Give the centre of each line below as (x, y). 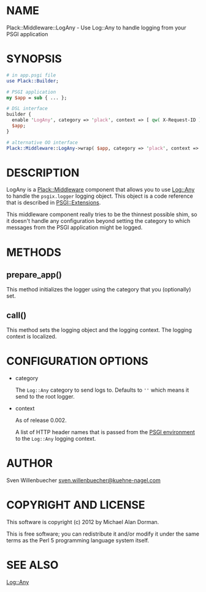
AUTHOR (30, 463)
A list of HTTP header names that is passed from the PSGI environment (105, 432)
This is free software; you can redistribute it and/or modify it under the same (103, 534)
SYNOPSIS (34, 59)
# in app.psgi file (31, 75)
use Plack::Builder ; (33, 81)
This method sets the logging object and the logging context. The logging (99, 330)
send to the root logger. (45, 397)
